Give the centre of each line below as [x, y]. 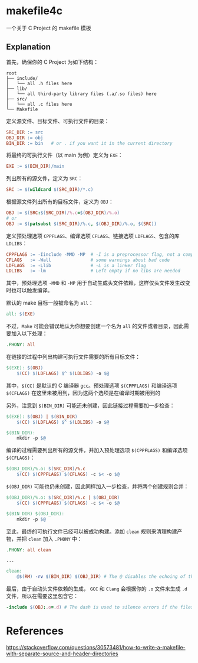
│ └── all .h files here [39, 83]
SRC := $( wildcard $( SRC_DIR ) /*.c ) [50, 190]
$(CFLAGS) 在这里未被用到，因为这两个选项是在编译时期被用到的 [83, 393]
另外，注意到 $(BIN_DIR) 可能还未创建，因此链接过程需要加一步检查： [90, 405]
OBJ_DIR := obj [25, 138]
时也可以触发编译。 [29, 290]
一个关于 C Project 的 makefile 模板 [49, 28]
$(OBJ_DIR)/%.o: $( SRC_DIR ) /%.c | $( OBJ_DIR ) [63, 498]
